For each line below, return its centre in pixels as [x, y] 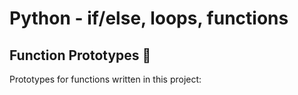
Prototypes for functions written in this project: [105, 79]
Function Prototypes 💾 [80, 55]
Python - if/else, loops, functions [149, 18]
